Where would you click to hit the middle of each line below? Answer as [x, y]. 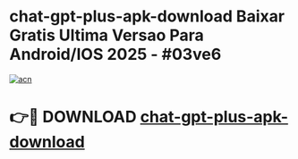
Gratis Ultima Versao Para [106, 35]
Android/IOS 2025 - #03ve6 [115, 54]
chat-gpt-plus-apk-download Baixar [147, 17]
